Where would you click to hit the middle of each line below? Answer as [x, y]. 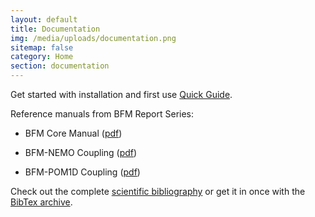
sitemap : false [42, 47]
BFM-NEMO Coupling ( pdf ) [81, 152]
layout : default [44, 19]
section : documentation [60, 66]
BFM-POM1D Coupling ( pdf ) [82, 172]
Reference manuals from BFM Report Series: [102, 114]
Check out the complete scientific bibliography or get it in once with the [158, 191]
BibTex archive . [41, 202]
